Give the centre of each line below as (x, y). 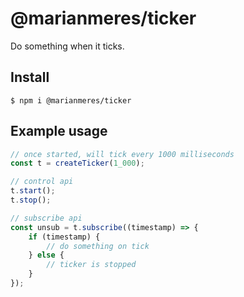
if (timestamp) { (64, 237)
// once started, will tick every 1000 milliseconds (122, 154)
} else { (46, 255)
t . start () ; (33, 191)
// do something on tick (98, 246)
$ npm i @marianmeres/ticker (71, 100)
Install (30, 77)
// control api (42, 182)
